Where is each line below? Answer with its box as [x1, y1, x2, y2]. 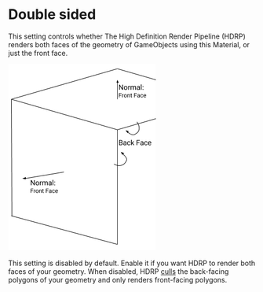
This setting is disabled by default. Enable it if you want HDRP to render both [8, 258, 256, 268]
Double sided [8, 6, 97, 24]
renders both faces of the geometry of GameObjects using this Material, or [8, 39, 250, 49]
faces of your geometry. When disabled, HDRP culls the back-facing [8, 266, 229, 276]
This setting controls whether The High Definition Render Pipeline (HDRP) [8, 31, 246, 41]
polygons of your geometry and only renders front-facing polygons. [8, 275, 228, 284]
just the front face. [8, 48, 68, 57]
